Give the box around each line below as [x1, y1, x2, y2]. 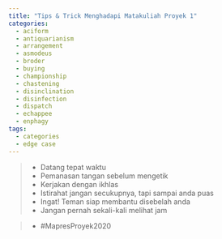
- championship [15, 72, 67, 80]
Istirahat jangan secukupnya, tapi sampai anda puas [40, 188, 215, 198]
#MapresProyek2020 [40, 220, 112, 231]
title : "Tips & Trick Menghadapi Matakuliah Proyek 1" [8, 11, 198, 20]
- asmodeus [15, 49, 53, 58]
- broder [15, 58, 45, 66]
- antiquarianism [15, 34, 75, 43]
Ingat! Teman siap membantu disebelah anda [40, 196, 190, 207]
